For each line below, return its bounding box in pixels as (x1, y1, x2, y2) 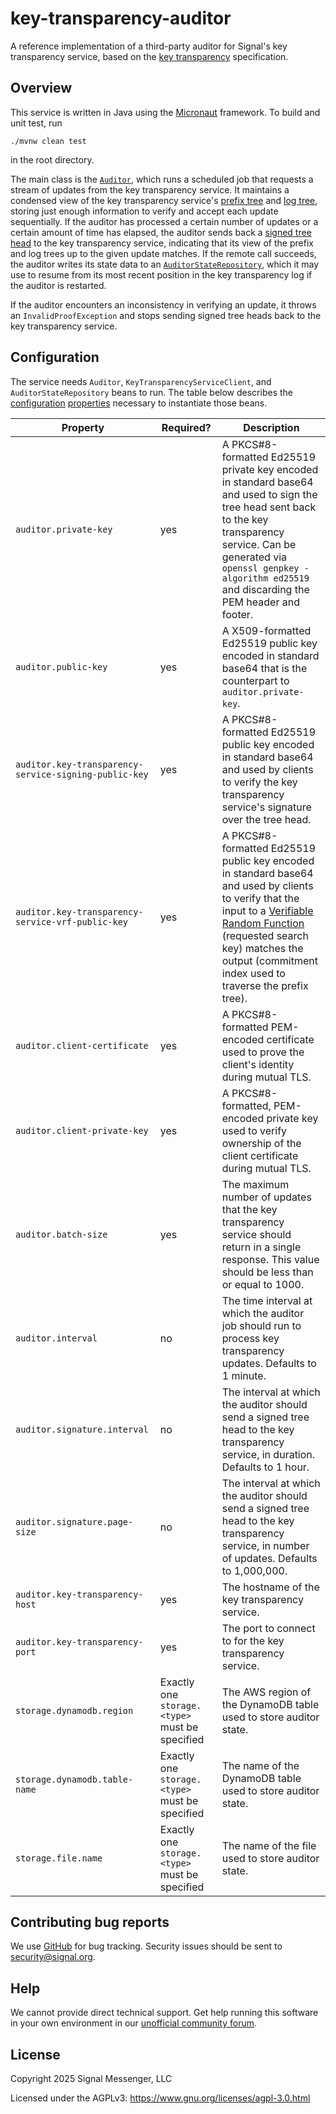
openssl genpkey (221, 562, 300, 574)
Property (61, 420, 105, 434)
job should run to (221, 1318, 302, 1332)
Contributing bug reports (10, 1913, 170, 1931)
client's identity (221, 1057, 295, 1071)
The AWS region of (221, 1685, 312, 1699)
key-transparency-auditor (10, 7, 232, 30)
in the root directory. (10, 153, 95, 166)
